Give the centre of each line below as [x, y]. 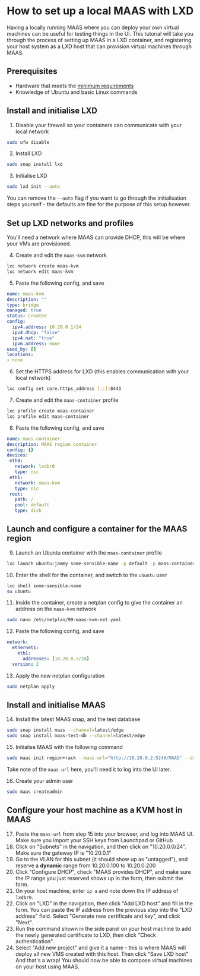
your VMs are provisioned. [39, 244]
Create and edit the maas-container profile [67, 400]
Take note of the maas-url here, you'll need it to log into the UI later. [89, 769]
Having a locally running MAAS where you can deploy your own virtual [93, 27]
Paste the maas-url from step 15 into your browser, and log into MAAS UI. [104, 834]
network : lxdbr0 [35, 467]
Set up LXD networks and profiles [70, 223]
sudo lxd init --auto [34, 187]
